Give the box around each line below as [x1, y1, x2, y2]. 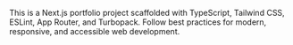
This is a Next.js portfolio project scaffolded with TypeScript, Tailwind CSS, [9, 8, 285, 18]
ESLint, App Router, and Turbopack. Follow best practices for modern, [9, 17, 267, 27]
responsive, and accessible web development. [9, 26, 180, 36]
